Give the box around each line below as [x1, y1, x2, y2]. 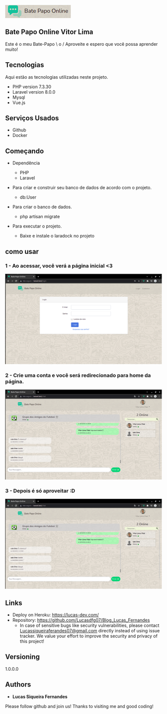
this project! [19, 638, 45, 644]
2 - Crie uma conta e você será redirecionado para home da [5, 371, 151, 378]
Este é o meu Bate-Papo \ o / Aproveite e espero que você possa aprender [5, 41, 158, 47]
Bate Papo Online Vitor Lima [5, 28, 93, 36]
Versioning [5, 653, 40, 661]
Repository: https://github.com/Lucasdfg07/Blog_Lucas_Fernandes [12, 617, 150, 623]
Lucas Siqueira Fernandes [12, 694, 68, 700]
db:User [19, 194, 37, 200]
